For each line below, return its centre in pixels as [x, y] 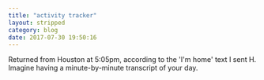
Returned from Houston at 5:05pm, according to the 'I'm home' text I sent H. [132, 60]
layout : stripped [37, 23]
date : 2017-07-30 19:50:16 [53, 37]
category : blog [33, 30]
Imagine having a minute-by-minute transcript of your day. [103, 68]
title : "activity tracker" [53, 15]
